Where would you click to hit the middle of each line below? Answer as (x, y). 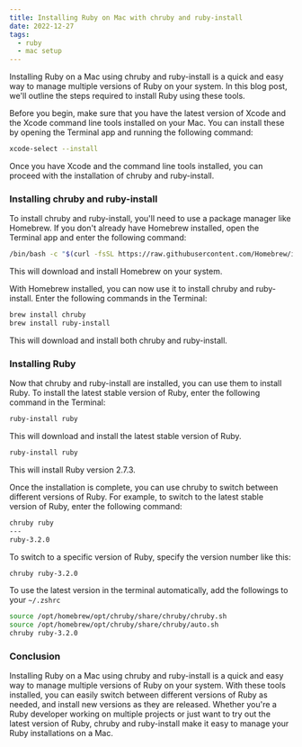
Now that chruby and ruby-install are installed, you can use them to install (146, 383)
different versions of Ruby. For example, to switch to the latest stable (136, 497)
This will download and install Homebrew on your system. (116, 272)
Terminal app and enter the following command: (98, 238)
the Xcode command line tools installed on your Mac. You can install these (147, 123)
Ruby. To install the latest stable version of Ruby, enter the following (135, 393)
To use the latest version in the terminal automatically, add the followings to (149, 590)
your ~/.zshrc (35, 600)
